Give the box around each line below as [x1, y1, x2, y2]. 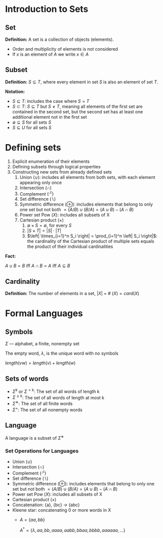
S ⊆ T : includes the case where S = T [12, 98, 90, 104]
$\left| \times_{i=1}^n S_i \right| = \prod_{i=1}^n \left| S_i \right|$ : [27, 233, 158, 239]
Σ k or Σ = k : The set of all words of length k [12, 387, 100, 394]
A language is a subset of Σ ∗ [5, 434, 64, 441]
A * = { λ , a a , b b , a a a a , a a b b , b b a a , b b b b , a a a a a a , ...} [19, 527, 126, 533]
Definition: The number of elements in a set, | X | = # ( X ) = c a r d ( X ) [5, 291, 139, 297]
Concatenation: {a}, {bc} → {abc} [12, 502, 80, 508]
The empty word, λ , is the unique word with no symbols [5, 350, 119, 356]
